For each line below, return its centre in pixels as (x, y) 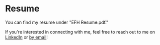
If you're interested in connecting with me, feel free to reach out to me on (80, 32)
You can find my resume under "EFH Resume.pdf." (57, 22)
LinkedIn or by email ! (27, 37)
